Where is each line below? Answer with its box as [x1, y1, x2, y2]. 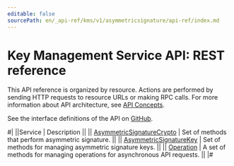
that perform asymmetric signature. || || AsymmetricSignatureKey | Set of [7, 136, 221, 144]
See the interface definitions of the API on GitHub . [7, 114, 153, 123]
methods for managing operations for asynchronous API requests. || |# [7, 150, 213, 159]
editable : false [7, 10, 55, 18]
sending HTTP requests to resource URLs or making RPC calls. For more [7, 93, 218, 102]
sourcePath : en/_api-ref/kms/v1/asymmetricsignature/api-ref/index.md [7, 17, 220, 24]
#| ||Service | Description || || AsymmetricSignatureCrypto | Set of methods [7, 128, 227, 136]
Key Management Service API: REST [7, 47, 225, 64]
